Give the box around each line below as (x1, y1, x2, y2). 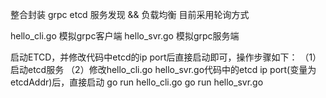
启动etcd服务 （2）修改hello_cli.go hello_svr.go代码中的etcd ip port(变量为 (10, 64, 317, 75)
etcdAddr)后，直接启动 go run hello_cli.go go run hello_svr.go (10, 76, 264, 88)
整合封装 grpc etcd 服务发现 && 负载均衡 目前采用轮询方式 (10, 9, 250, 20)
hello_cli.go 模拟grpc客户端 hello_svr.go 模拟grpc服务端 (10, 30, 240, 42)
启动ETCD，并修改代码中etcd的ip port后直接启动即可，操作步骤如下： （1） (10, 51, 322, 63)
